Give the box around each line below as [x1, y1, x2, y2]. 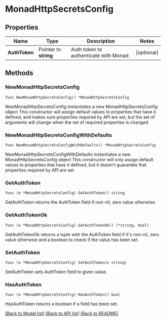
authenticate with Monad [71, 52, 129, 59]
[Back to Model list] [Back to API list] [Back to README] [5, 311, 119, 317]
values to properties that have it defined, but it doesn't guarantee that [5, 162, 147, 168]
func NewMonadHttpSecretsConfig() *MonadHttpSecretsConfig [5, 95, 129, 100]
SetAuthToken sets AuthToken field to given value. [5, 269, 107, 275]
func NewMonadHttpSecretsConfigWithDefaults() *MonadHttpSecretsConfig [5, 143, 156, 147]
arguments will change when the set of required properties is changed [5, 119, 148, 125]
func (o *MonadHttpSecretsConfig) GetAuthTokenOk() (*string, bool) [5, 223, 149, 228]
